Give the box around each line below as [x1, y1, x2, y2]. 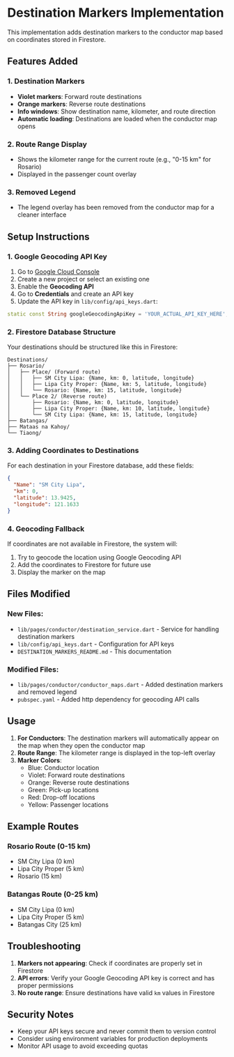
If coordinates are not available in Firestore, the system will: [7, 539, 178, 548]
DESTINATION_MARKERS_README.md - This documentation [17, 647, 172, 656]
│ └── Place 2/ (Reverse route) [7, 393, 108, 400]
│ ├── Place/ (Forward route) [7, 369, 101, 376]
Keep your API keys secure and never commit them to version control [17, 1027, 217, 1035]
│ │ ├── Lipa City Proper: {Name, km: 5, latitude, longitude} [7, 381, 208, 388]
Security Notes [7, 1008, 75, 1020]
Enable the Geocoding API [17, 282, 94, 291]
